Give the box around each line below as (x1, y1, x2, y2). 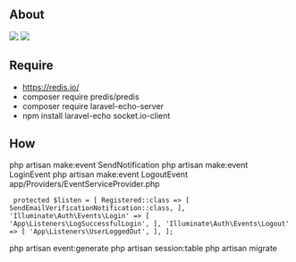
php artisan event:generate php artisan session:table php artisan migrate (9, 243, 277, 254)
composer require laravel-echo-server (21, 100, 164, 111)
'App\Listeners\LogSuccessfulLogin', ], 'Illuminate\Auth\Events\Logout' (9, 219, 291, 229)
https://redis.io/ (21, 81, 80, 92)
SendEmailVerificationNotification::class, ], (9, 204, 186, 213)
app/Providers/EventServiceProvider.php (9, 179, 160, 190)
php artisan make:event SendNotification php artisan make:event (9, 160, 249, 171)
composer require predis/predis (21, 91, 140, 102)
